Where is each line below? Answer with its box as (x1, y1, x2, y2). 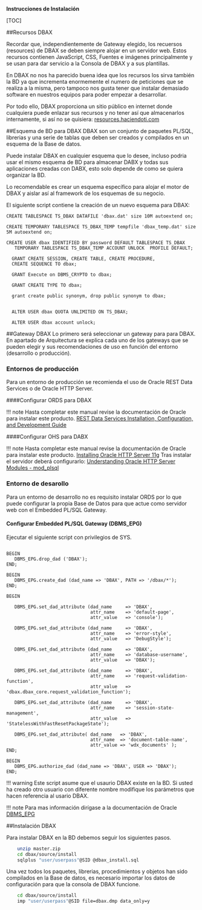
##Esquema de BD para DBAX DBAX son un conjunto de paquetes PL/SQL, (6, 128, 194, 134)
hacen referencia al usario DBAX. (6, 792, 89, 799)
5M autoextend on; (6, 229, 53, 235)
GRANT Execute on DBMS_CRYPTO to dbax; (11, 272, 112, 278)
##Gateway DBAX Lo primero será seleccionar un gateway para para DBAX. (6, 330, 195, 337)
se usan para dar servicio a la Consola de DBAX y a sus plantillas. (6, 60, 170, 67)
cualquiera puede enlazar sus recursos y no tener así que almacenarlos (6, 109, 184, 116)
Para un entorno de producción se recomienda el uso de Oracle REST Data (6, 378, 193, 386)
